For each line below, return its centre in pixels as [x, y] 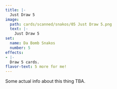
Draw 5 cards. [25, 62]
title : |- [16, 10]
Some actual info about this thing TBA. [45, 81]
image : [12, 19]
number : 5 [20, 48]
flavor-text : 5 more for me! [36, 67]
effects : [14, 52]
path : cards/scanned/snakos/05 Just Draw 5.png [61, 24]
